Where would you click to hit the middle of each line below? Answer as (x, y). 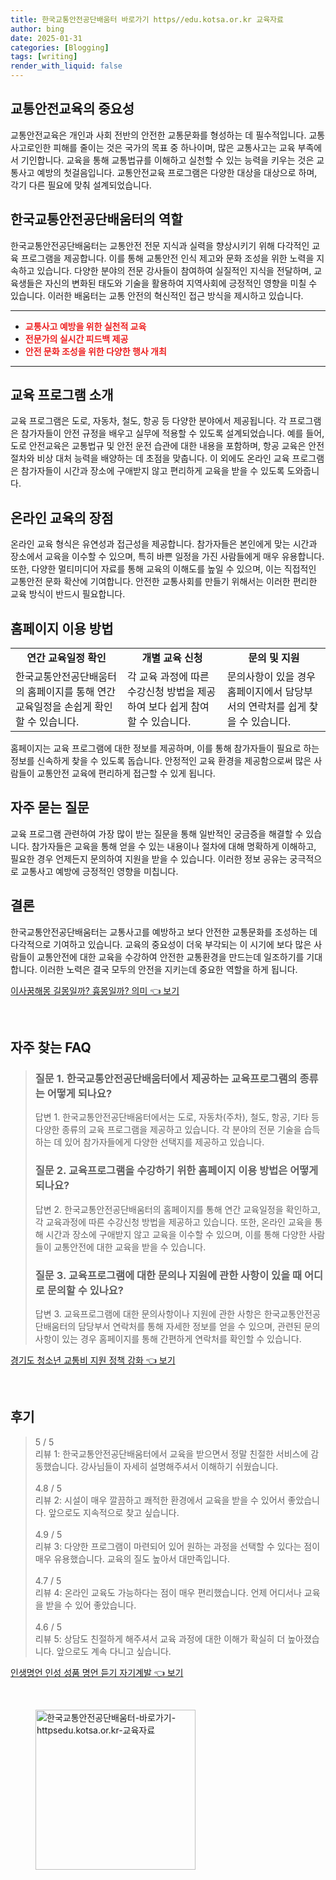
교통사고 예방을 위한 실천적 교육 (85, 326)
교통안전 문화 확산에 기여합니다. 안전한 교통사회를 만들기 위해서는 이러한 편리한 (164, 582)
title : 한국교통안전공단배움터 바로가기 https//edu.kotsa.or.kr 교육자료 (147, 19)
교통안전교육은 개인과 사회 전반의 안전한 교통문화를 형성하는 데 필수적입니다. (158, 135)
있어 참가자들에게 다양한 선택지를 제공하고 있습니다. (164, 1142)
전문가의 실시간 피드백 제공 (76, 338)
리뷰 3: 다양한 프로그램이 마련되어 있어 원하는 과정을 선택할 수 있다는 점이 (177, 1546)
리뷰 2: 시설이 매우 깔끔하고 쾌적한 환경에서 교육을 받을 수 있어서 (160, 1500)
